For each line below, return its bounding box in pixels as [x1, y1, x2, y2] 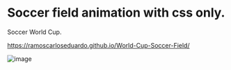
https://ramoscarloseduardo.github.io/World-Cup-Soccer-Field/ [7, 41, 190, 49]
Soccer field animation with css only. [7, 5, 225, 21]
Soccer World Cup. [7, 28, 62, 36]
